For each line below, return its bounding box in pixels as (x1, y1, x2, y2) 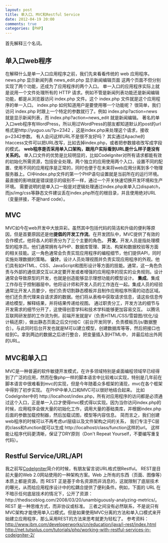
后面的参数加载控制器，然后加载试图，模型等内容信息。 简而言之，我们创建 (5, 412, 160, 418)
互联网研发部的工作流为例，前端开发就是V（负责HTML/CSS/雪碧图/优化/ (5, 312, 154, 318)
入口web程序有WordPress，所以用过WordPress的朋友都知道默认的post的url (5, 121, 161, 127)
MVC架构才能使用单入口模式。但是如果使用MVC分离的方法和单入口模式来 (5, 509, 157, 515)
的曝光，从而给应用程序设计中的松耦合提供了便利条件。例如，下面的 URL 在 (5, 484, 161, 490)
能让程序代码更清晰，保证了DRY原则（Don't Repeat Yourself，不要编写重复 (5, 431, 160, 437)
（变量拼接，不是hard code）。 (5, 196, 68, 202)
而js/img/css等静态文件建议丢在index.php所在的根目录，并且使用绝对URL (5, 190, 156, 196)
